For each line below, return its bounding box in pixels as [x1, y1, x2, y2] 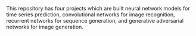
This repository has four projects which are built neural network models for [6, 5, 190, 12]
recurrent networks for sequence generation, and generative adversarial [6, 17, 183, 24]
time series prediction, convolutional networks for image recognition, [6, 11, 175, 18]
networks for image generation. [6, 23, 83, 30]
